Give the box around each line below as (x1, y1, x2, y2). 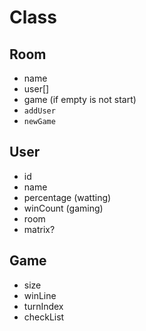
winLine (23, 289, 57, 301)
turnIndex (23, 300, 64, 312)
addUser (23, 106, 56, 116)
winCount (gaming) (23, 202, 104, 214)
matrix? (23, 223, 56, 235)
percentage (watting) (23, 191, 112, 203)
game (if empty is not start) (23, 94, 137, 105)
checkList (23, 311, 65, 323)
